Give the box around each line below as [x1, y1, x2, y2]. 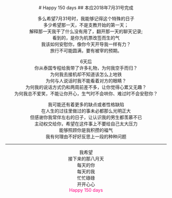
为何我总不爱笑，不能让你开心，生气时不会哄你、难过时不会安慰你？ [14, 91, 158, 96]
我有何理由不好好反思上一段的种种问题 [46, 133, 126, 140]
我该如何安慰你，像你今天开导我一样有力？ [41, 41, 131, 47]
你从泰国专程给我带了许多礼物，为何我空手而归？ [34, 65, 138, 71]
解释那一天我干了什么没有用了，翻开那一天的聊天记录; [29, 28, 143, 34]
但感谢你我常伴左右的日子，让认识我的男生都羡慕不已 [30, 114, 142, 120]
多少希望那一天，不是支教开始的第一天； [43, 22, 129, 28]
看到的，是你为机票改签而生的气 [52, 35, 120, 41]
